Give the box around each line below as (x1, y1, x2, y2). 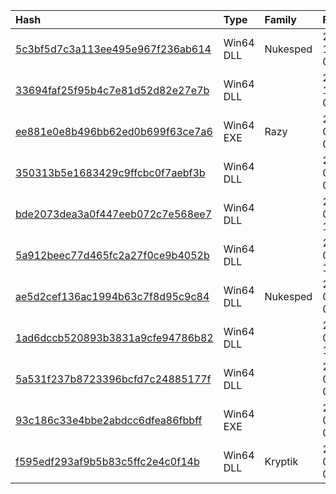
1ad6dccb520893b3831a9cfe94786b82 (15, 331, 214, 344)
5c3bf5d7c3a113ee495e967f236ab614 (15, 42, 212, 56)
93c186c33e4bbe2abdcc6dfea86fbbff (15, 414, 203, 427)
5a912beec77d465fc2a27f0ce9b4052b (15, 249, 210, 262)
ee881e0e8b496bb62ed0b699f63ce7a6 (15, 125, 213, 138)
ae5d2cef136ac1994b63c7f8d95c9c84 (15, 290, 210, 303)
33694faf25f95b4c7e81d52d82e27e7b (15, 84, 210, 97)
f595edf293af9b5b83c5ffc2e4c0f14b (15, 455, 200, 468)
